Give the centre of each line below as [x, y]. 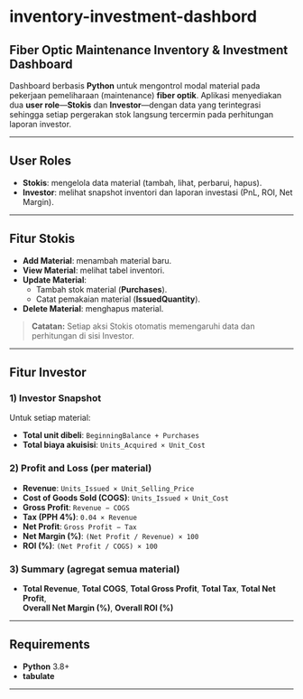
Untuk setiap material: [50, 418]
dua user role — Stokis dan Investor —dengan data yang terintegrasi [135, 105]
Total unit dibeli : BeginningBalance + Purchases [111, 435]
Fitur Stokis [42, 239]
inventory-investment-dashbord [133, 17]
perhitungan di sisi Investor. [83, 335]
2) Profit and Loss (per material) [81, 469]
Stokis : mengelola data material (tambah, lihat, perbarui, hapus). [142, 182]
